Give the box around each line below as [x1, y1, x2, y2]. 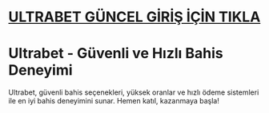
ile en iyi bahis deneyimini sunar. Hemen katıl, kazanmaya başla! [8, 96, 220, 106]
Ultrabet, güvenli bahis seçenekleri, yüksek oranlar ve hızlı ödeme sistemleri [8, 88, 259, 97]
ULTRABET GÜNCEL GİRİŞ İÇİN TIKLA [8, 8, 261, 26]
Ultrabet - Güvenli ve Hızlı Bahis [8, 45, 224, 63]
